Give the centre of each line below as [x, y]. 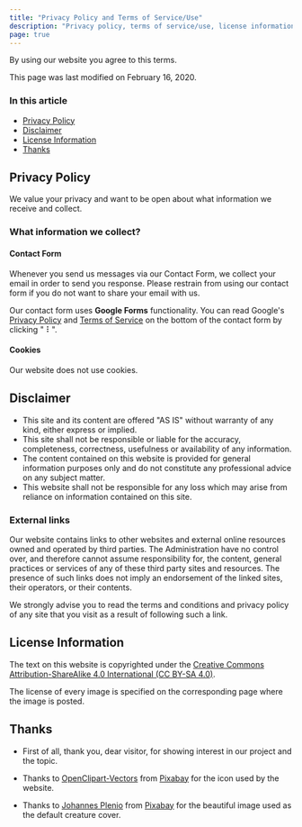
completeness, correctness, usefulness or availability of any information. [157, 449]
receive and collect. [46, 209]
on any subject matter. [64, 477]
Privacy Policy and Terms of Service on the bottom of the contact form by [146, 320]
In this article [39, 101]
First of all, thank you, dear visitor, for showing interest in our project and [157, 751]
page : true [30, 34]
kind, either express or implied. [80, 430]
